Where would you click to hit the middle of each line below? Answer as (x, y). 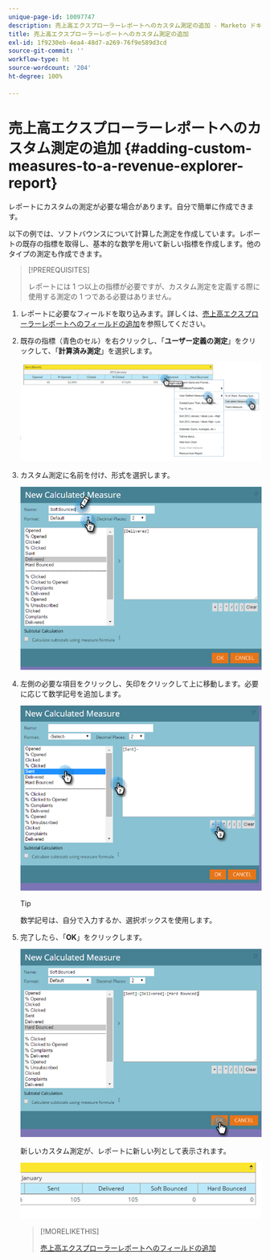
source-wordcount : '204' (50, 68)
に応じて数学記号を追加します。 (73, 694)
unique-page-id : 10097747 (51, 17)
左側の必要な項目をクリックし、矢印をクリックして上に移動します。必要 (139, 683)
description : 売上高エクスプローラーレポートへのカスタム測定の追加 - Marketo (127, 25)
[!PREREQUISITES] (59, 270)
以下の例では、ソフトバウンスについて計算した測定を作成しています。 (124, 233)
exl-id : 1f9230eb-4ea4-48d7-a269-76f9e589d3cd (88, 43)
